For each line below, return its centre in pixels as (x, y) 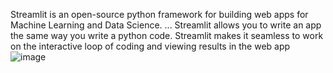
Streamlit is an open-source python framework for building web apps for (159, 14)
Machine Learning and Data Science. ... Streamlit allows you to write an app (166, 25)
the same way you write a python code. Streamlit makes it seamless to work (167, 35)
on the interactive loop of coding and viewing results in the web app (150, 46)
